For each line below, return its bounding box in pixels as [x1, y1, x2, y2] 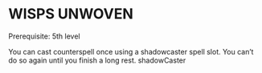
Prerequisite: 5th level [8, 31, 80, 41]
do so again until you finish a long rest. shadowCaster [8, 55, 186, 65]
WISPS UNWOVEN [8, 5, 134, 23]
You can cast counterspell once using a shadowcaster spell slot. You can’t [8, 47, 254, 56]
